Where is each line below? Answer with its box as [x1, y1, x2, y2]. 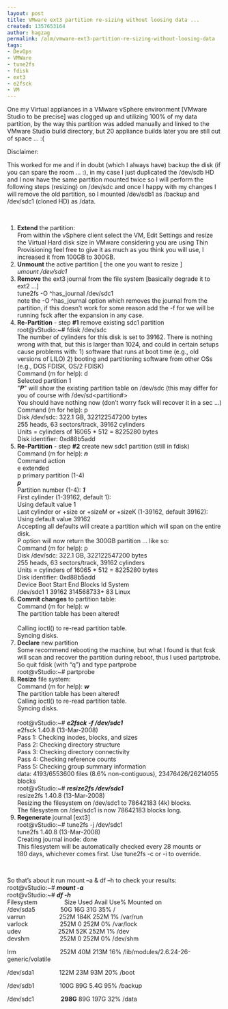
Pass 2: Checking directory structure [16, 740, 121, 749]
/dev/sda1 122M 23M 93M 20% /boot [7, 969, 135, 977]
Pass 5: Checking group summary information [16, 762, 147, 771]
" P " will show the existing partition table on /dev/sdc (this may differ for [16, 384, 218, 393]
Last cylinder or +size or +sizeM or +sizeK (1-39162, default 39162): [16, 508, 208, 516]
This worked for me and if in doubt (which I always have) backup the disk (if [7, 161, 220, 169]
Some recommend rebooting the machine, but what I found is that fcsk [16, 646, 216, 654]
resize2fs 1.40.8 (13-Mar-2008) [16, 792, 105, 800]
